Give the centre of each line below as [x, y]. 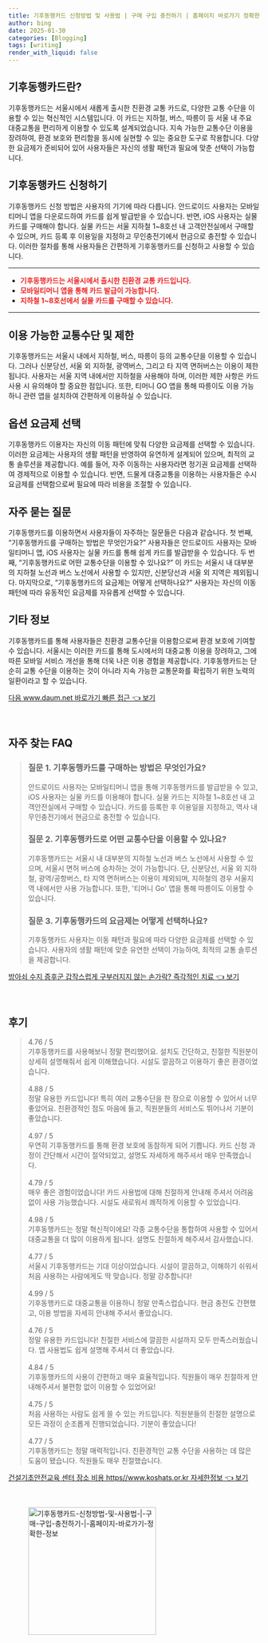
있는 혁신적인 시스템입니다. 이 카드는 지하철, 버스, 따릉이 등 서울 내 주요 [142, 117]
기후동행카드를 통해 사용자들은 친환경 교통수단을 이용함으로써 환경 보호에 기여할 [132, 640]
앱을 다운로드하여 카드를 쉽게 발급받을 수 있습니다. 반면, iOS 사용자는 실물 [143, 216]
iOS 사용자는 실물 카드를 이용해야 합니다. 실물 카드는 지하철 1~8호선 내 [137, 797]
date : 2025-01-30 [37, 30]
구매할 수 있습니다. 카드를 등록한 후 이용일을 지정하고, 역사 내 [163, 806]
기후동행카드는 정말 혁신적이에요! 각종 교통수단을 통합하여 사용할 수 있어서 [143, 1229]
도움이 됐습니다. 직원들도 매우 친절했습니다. [95, 1460]
